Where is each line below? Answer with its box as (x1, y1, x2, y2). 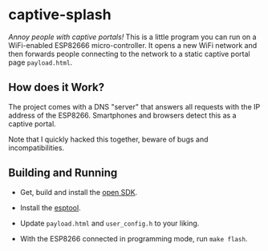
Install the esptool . (19, 202, 82, 213)
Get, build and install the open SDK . (19, 187, 138, 197)
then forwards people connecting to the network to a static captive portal (8, 49, 250, 58)
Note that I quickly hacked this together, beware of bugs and (8, 134, 209, 144)
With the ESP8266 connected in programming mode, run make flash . (19, 233, 248, 243)
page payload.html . (8, 58, 73, 67)
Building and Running (8, 166, 118, 180)
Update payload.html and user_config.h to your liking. (19, 218, 200, 228)
